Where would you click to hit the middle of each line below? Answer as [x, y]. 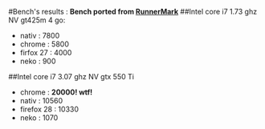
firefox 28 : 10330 [49, 109]
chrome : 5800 [45, 44]
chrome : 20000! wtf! [56, 92]
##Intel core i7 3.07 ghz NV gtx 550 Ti [71, 77]
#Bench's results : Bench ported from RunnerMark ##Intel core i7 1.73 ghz [133, 12]
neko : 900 [38, 61]
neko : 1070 [39, 118]
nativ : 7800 [40, 36]
